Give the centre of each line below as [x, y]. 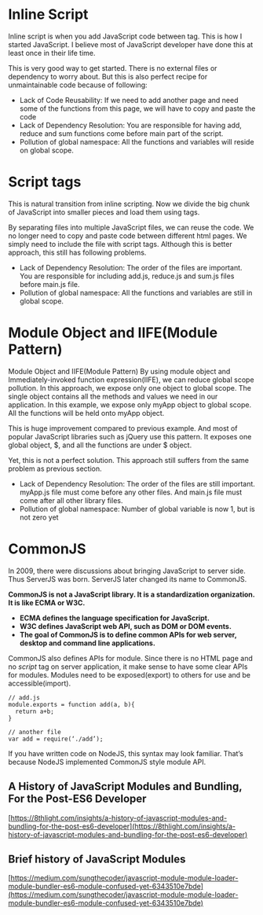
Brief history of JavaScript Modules [97, 859]
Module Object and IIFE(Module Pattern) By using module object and [119, 371]
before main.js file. [49, 284]
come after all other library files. [71, 500]
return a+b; [35, 711]
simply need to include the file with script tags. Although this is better [121, 244]
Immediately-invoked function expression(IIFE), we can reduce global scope [131, 380]
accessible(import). [40, 683]
